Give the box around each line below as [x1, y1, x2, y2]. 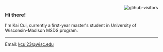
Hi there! [5, 12, 26, 18]
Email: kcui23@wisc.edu [5, 41, 54, 47]
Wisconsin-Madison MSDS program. [5, 27, 78, 33]
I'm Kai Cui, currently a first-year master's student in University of [5, 23, 137, 28]
